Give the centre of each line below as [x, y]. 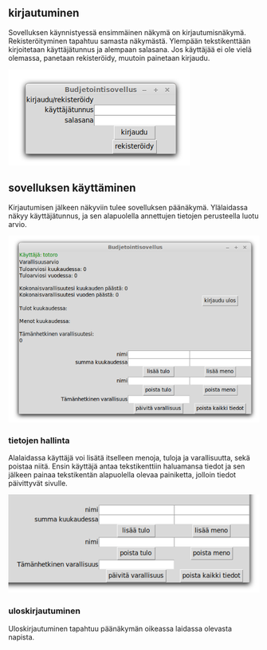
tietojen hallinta [39, 441]
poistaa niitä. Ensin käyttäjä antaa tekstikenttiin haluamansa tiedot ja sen [127, 466]
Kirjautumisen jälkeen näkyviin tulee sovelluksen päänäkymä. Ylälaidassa [128, 207]
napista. [22, 637]
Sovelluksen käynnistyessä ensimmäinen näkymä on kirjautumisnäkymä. [127, 32]
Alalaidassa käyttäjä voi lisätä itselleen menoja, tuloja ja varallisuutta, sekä [130, 458]
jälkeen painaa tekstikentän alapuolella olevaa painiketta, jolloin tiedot [122, 475]
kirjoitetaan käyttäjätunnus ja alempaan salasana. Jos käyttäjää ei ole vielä [130, 49]
